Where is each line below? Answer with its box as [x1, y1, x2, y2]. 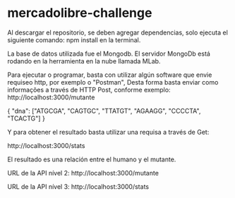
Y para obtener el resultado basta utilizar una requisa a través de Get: [7, 128, 210, 136]
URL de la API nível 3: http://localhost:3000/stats [7, 182, 150, 191]
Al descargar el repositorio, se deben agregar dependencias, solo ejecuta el [7, 28, 228, 37]
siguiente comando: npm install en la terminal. [7, 35, 141, 44]
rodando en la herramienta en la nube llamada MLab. [7, 56, 161, 65]
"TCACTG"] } [7, 114, 46, 123]
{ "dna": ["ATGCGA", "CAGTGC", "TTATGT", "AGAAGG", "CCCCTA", [7, 106, 201, 115]
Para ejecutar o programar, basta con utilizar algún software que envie [7, 70, 212, 79]
